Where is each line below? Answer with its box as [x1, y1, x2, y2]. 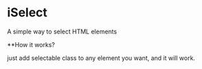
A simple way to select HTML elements [7, 27, 118, 36]
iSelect [7, 5, 48, 20]
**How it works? [7, 40, 55, 49]
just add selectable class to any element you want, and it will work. [7, 53, 195, 62]
